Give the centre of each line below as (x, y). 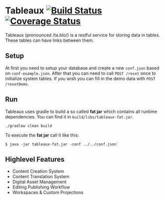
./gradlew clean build (29, 126)
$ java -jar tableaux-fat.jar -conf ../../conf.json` (62, 144)
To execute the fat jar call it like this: (42, 135)
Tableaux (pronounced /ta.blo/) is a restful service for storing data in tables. (83, 35)
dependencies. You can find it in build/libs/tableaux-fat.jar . (70, 116)
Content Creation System (38, 171)
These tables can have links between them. (50, 40)
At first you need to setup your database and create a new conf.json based (82, 68)
